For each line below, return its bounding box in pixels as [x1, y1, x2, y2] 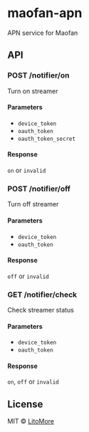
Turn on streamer [7, 87, 58, 95]
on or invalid [7, 166, 46, 175]
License [7, 398, 43, 410]
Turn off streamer [7, 200, 59, 209]
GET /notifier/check [7, 290, 78, 300]
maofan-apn [7, 5, 83, 21]
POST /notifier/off [7, 184, 71, 194]
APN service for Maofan [7, 28, 78, 37]
